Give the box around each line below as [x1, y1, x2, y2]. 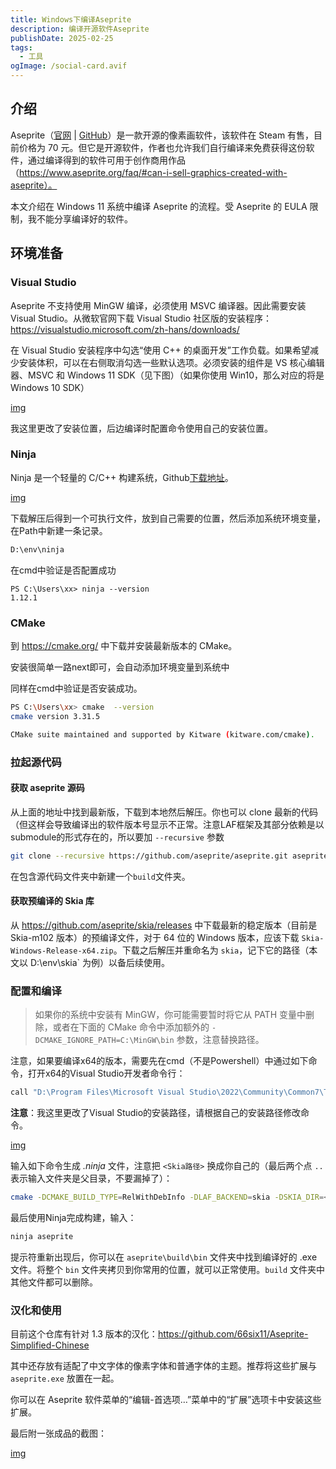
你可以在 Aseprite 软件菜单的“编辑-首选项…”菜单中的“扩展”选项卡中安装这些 [10, 1394, 322, 1406]
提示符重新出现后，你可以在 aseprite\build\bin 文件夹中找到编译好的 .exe [10, 1251, 318, 1263]
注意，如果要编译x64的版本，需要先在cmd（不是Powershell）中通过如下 [10, 1055, 309, 1067]
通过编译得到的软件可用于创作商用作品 [27, 154, 186, 166]
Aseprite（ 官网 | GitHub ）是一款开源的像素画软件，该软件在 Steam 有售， [10, 129, 315, 141]
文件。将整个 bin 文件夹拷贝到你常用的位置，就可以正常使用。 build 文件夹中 [10, 1263, 326, 1275]
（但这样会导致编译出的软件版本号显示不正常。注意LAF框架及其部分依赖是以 [10, 818, 325, 830]
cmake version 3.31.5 [10, 711, 101, 721]
